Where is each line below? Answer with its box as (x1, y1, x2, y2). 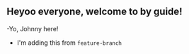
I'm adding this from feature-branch (16, 38, 122, 47)
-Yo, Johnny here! (6, 24, 59, 33)
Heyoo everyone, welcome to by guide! (6, 6, 183, 18)
